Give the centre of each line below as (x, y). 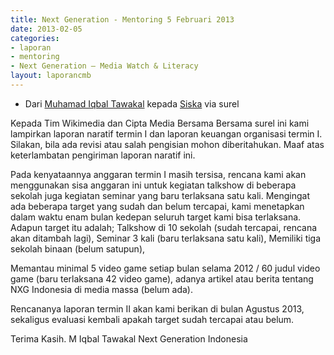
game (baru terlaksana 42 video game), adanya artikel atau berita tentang (162, 278)
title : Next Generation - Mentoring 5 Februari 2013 (122, 19)
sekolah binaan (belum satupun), (78, 248)
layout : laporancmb (51, 76)
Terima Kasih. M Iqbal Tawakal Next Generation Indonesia (129, 338)
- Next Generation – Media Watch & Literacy (104, 66)
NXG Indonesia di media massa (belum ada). (101, 289)
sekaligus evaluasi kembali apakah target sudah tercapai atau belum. (152, 319)
